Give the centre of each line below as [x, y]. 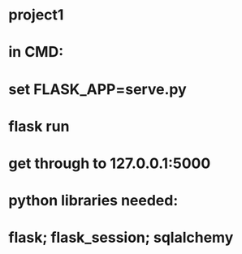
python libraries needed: [93, 201]
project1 [36, 15]
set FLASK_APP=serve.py [97, 89]
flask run [39, 126]
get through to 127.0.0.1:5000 [110, 163]
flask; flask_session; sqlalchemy [121, 238]
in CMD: [36, 52]
